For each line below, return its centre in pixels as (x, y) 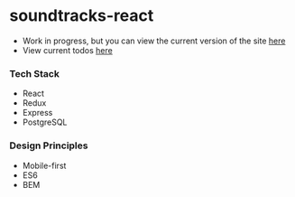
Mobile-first (44, 165)
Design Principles (49, 145)
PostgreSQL (45, 122)
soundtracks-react (82, 16)
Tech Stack (35, 73)
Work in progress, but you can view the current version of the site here (154, 41)
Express (37, 113)
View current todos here (67, 50)
